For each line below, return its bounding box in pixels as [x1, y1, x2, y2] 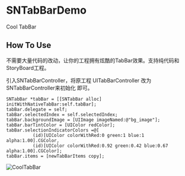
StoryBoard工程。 [6, 64, 50, 71]
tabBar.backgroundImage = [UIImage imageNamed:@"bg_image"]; [6, 117, 161, 123]
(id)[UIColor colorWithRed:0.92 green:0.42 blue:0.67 [32, 143, 168, 149]
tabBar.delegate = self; [6, 106, 68, 113]
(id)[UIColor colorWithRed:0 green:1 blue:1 [32, 132, 145, 138]
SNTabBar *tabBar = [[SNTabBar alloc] [6, 96, 102, 102]
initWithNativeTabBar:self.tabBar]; [6, 101, 97, 107]
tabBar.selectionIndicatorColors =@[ [6, 127, 100, 133]
